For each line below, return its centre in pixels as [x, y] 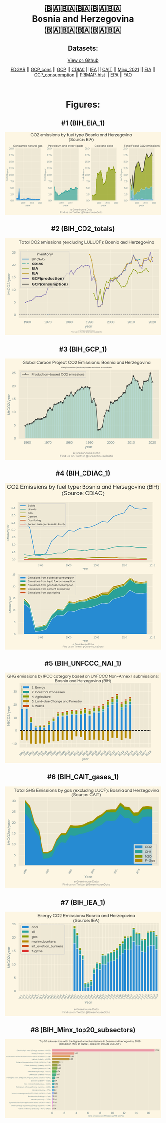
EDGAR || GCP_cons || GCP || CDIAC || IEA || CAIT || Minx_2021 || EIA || [83, 70]
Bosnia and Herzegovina [83, 19]
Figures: [83, 105]
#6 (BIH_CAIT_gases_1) [83, 777]
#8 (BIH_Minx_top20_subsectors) [83, 1030]
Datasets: [83, 48]
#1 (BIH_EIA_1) [83, 123]
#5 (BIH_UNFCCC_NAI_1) [83, 663]
